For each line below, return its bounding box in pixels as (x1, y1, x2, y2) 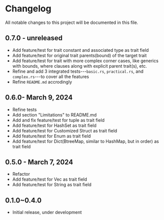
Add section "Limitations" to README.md (12, 111, 97, 117)
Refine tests (12, 107, 37, 112)
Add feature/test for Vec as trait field (12, 176, 88, 182)
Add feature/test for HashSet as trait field (12, 122, 97, 128)
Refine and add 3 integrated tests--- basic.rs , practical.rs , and (12, 68, 144, 74)
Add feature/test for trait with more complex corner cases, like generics (12, 58, 159, 64)
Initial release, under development (12, 210, 82, 216)
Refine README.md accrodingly (12, 79, 72, 85)
